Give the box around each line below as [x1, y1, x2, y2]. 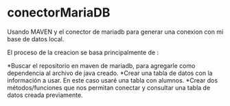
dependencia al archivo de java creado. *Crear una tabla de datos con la [7, 69, 213, 77]
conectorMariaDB [7, 5, 111, 21]
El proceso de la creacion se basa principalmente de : [7, 48, 159, 56]
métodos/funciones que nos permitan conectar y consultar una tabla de [7, 83, 211, 92]
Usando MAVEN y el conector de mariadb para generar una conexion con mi [7, 28, 224, 36]
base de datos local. [7, 34, 65, 43]
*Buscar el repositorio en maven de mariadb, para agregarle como [7, 61, 196, 70]
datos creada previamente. [7, 91, 84, 99]
